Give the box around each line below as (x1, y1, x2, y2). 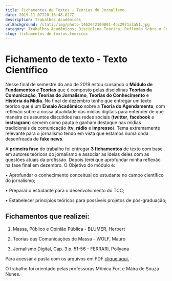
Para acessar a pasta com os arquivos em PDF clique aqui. (5, 255, 130, 262)
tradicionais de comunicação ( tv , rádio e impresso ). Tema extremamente (5, 125, 160, 131)
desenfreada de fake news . (5, 135, 64, 142)
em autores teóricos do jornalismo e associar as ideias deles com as (5, 151, 149, 157)
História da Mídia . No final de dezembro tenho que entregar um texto (5, 97, 152, 104)
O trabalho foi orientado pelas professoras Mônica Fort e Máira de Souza (5, 265, 160, 272)
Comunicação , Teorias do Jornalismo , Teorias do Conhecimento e (5, 92, 149, 98)
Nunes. (5, 271, 20, 277)
